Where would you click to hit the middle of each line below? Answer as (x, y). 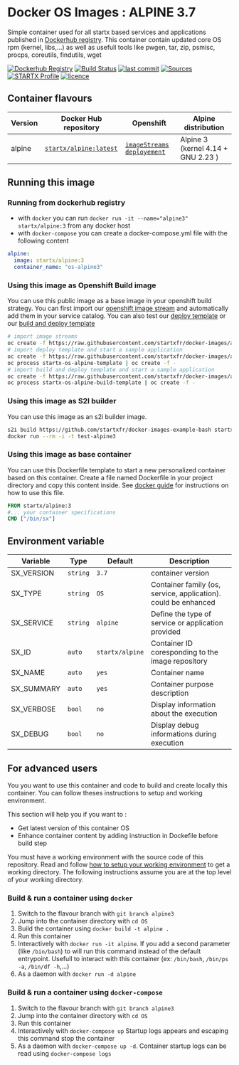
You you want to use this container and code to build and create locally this (117, 785)
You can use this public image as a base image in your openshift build (110, 301)
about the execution (184, 714)
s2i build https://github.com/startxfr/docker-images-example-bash (110, 430)
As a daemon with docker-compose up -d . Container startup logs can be (122, 1046)
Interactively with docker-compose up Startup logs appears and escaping (123, 1030)
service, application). (186, 593)
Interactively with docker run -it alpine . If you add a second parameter (124, 944)
